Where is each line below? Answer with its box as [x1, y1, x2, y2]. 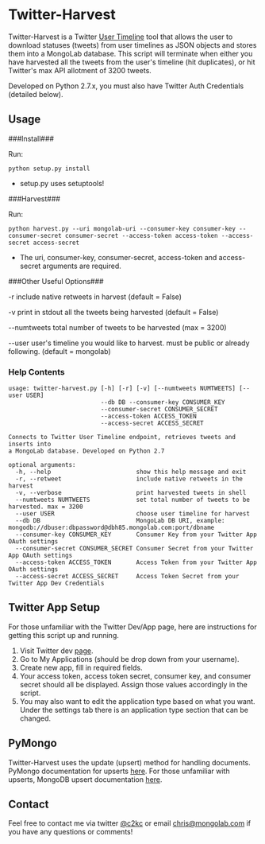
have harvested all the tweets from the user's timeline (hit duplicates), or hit [8, 57, 255, 67]
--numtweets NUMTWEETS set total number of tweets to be [15, 496, 250, 504]
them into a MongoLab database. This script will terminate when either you [8, 49, 253, 58]
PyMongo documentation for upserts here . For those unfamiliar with [8, 766, 230, 776]
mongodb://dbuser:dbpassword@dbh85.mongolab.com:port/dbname [8, 523, 215, 532]
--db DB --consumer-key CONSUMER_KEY [100, 399, 225, 406]
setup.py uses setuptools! [19, 178, 105, 188]
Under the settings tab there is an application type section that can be [19, 705, 248, 714]
